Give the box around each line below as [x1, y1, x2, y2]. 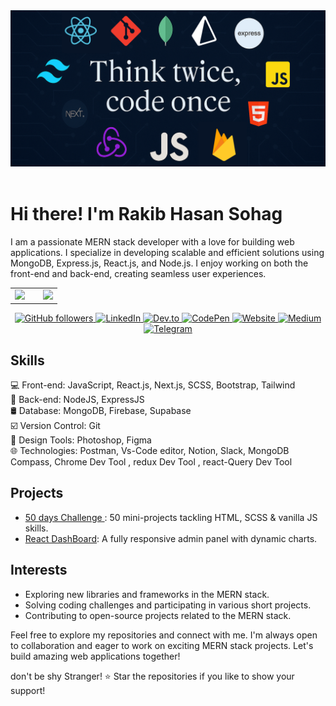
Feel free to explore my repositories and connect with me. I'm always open [10, 629, 318, 641]
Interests [10, 562, 68, 579]
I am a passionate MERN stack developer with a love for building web [10, 235, 295, 248]
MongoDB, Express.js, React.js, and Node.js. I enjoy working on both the [10, 257, 309, 269]
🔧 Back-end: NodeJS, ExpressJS [10, 394, 145, 406]
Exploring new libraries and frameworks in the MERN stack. [24, 588, 270, 600]
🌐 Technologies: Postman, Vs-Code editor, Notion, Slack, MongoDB [10, 445, 290, 457]
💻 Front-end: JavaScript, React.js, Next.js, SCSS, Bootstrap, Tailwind [10, 379, 296, 391]
